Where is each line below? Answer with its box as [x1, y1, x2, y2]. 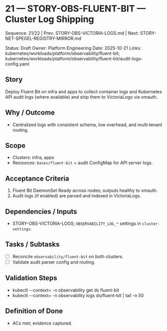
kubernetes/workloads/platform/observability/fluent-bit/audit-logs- [5, 55, 143, 61]
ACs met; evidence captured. [12, 320, 73, 326]
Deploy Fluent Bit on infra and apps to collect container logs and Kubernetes [5, 88, 162, 95]
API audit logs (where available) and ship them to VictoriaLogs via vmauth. [5, 94, 158, 100]
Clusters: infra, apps [12, 155, 54, 161]
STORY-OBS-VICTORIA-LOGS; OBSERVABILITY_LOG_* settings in [12, 220, 141, 226]
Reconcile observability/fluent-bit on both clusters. [12, 253, 124, 259]
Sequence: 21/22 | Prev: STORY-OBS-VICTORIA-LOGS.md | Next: [5, 30, 139, 36]
